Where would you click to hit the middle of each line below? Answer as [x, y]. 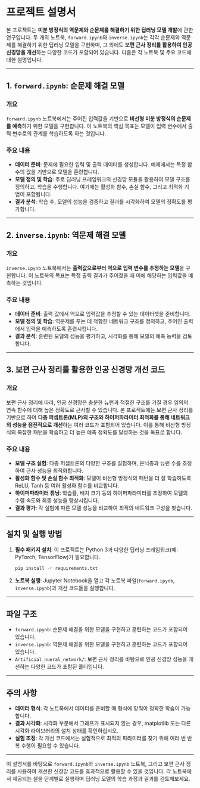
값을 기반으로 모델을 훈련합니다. [62, 172]
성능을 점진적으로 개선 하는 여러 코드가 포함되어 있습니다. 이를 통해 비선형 [96, 424]
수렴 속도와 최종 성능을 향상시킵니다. [57, 500]
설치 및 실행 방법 [34, 534]
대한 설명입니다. [25, 60]
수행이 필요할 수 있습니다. [51, 746]
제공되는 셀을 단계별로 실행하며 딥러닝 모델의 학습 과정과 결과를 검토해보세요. [101, 779]
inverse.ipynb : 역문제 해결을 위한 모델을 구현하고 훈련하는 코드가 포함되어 [101, 644]
